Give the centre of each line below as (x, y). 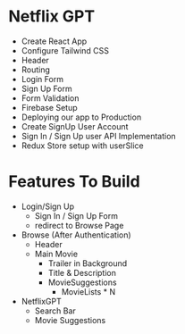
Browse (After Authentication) (76, 235)
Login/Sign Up (48, 206)
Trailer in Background (88, 263)
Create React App (54, 41)
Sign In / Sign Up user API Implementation (98, 136)
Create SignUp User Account (75, 126)
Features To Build (74, 182)
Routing (36, 70)
